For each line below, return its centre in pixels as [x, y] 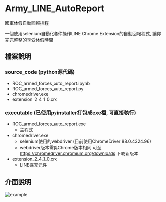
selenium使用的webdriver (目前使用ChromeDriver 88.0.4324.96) [85, 141]
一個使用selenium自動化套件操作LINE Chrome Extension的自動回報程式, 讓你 [83, 33]
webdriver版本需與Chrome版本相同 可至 [60, 147]
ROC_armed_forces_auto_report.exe [49, 124]
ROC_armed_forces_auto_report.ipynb [51, 83]
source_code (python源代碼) [40, 72]
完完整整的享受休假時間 [29, 40]
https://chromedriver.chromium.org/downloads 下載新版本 [79, 153]
